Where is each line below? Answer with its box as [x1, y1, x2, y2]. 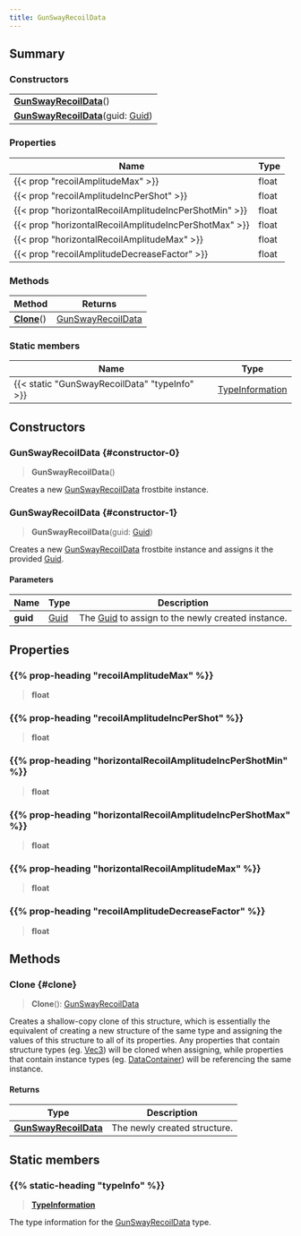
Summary [9, 47, 65, 62]
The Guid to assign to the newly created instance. [79, 612, 288, 624]
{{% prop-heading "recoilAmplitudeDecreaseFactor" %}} [9, 906, 266, 918]
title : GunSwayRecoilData [9, 13, 106, 22]
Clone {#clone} [9, 978, 78, 991]
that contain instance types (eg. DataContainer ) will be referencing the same [9, 1054, 292, 1065]
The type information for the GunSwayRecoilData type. [9, 1217, 212, 1228]
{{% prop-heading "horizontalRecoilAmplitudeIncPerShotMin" [9, 754, 288, 767]
